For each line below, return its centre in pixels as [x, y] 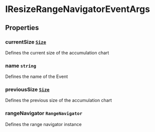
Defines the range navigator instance [43, 124]
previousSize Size [27, 89]
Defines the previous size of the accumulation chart [58, 100]
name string [21, 65]
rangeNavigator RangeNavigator [44, 113]
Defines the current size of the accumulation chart [57, 52]
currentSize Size [26, 42]
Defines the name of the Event [37, 76]
